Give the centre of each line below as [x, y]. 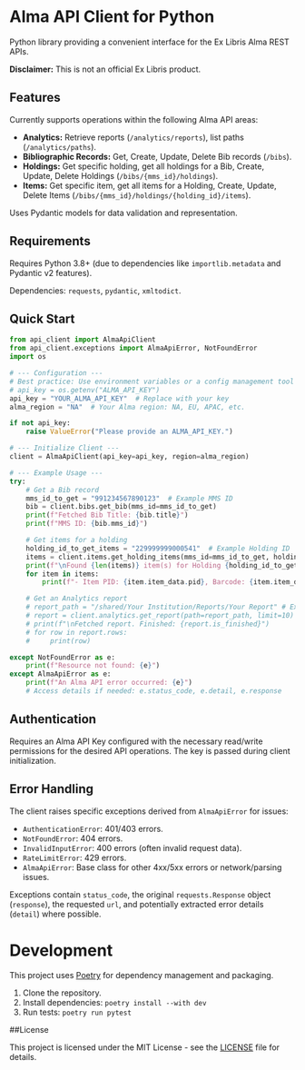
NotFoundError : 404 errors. [73, 838]
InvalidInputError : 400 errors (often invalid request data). [132, 847]
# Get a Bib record [63, 490]
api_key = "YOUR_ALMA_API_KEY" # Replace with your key [119, 398]
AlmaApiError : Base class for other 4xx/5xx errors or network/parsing [152, 867]
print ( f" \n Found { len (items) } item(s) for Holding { [128, 565]
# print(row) [59, 641]
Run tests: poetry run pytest [77, 1012]
